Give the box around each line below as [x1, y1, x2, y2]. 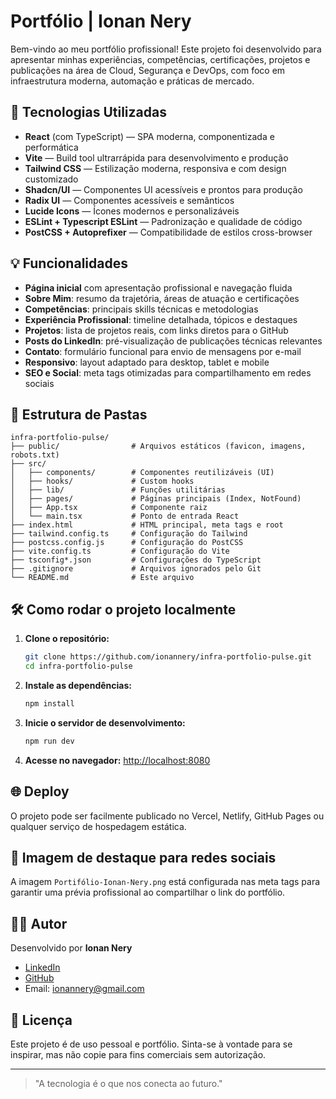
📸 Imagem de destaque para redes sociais [10, 849, 277, 866]
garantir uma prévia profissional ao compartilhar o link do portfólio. [10, 886, 286, 899]
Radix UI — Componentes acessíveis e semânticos [24, 194, 235, 206]
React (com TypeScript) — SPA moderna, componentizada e [24, 130, 275, 142]
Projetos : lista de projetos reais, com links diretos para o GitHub [24, 324, 289, 336]
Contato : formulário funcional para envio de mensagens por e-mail [24, 345, 302, 357]
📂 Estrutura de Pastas [10, 406, 148, 423]
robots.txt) [10, 450, 60, 460]
